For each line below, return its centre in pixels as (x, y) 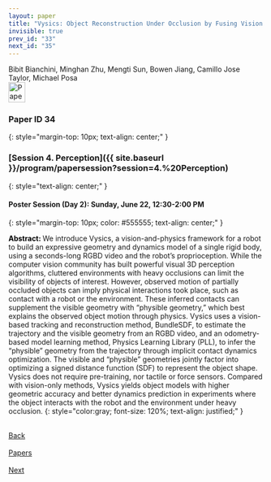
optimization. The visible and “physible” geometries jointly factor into (124, 359)
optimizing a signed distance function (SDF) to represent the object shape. (133, 367)
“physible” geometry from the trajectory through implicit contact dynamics (133, 350)
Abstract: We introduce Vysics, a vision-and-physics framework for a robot (135, 238)
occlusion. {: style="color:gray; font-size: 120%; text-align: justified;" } (126, 410)
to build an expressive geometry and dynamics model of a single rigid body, (135, 247)
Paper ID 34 (32, 119)
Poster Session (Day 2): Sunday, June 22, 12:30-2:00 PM (106, 205)
